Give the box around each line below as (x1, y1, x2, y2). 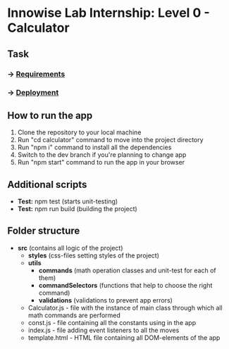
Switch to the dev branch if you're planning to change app (17, 151, 187, 159)
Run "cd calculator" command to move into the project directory (17, 136, 204, 144)
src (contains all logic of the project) (17, 243, 123, 252)
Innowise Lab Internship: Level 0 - (7, 5, 210, 21)
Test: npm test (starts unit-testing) (17, 197, 118, 205)
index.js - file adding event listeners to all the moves (27, 326, 180, 334)
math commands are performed (27, 311, 121, 319)
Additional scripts (7, 178, 87, 191)
